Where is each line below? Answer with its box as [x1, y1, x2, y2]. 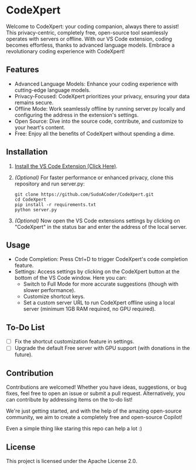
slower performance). [23, 287, 76, 294]
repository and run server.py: [14, 180, 85, 187]
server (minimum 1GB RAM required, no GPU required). [23, 306, 156, 313]
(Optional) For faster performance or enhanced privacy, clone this [14, 174, 174, 181]
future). [14, 351, 33, 358]
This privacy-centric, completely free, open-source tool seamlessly [6, 29, 169, 36]
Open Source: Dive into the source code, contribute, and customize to [14, 118, 183, 125]
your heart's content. [14, 123, 66, 131]
